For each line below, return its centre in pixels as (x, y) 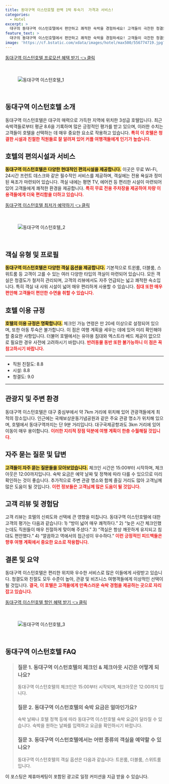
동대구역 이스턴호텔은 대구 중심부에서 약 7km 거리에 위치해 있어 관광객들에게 (80, 412)
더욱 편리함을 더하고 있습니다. (55, 195)
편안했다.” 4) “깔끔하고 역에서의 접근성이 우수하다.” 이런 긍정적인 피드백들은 (88, 536)
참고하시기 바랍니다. (25, 349)
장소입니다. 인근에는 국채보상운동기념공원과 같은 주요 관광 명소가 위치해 (84, 418)
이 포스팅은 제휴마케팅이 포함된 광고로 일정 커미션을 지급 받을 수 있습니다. (77, 776)
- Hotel (18, 19)
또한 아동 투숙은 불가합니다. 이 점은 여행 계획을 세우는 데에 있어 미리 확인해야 (87, 330)
